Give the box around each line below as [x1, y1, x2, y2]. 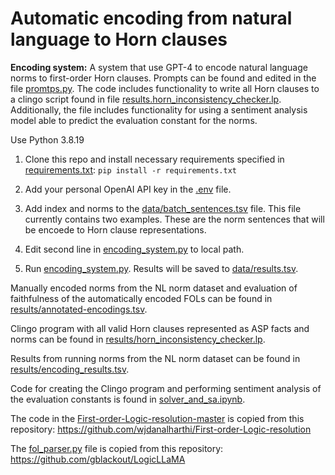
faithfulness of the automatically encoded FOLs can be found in [10, 292, 273, 304]
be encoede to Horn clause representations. [24, 223, 207, 236]
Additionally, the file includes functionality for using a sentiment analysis [10, 103, 308, 116]
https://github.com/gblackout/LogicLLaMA [10, 453, 186, 465]
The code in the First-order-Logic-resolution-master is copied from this [10, 412, 305, 424]
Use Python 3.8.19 [10, 133, 85, 146]
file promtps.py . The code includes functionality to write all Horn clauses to [10, 82, 320, 94]
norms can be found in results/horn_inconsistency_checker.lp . [10, 333, 266, 345]
